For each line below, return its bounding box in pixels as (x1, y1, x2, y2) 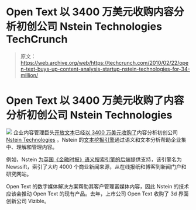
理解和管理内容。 (16, 143, 57, 150)
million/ (20, 71, 39, 79)
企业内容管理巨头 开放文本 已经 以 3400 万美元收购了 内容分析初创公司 (13, 129, 178, 136)
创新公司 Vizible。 (6, 197, 50, 204)
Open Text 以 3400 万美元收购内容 (6, 5, 174, 19)
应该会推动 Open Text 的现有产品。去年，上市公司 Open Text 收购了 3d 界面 (6, 190, 189, 197)
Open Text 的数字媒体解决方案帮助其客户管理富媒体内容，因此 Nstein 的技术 (6, 183, 189, 190)
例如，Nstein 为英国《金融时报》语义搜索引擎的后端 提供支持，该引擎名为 (6, 156, 183, 163)
